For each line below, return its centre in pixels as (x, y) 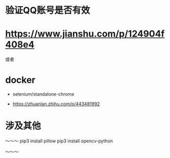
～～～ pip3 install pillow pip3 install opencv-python (59, 141)
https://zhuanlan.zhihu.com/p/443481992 (56, 104)
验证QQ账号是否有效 (48, 10)
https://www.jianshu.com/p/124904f (85, 34)
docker (20, 80)
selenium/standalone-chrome (43, 94)
